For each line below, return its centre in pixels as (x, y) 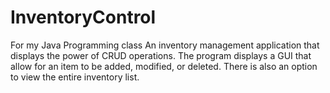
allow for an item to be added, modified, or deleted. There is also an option (164, 66)
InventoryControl (83, 17)
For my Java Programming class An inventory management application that (165, 45)
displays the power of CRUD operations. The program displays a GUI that (161, 55)
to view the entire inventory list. (75, 77)
